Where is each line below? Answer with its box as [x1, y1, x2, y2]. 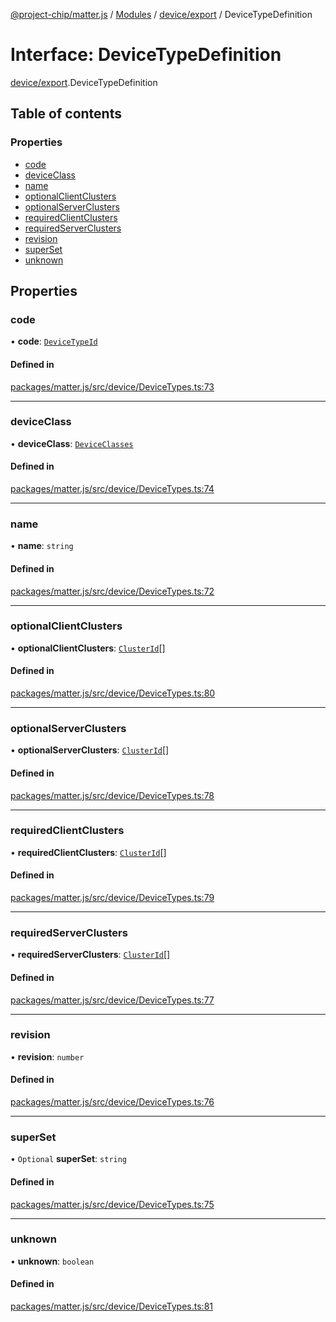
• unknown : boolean [10, 1255, 95, 1267]
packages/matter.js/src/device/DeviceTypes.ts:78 [10, 789, 215, 801]
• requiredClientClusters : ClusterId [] [10, 846, 167, 858]
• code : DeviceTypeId [10, 335, 98, 348]
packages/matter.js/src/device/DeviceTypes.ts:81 [10, 1300, 213, 1313]
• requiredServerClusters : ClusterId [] [10, 949, 171, 961]
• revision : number [10, 1050, 85, 1063]
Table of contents [10, 105, 122, 123]
